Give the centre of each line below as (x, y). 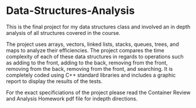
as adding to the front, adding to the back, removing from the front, (87, 63)
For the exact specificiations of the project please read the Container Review (99, 92)
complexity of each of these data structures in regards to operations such (95, 56)
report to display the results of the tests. (54, 81)
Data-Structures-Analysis (71, 11)
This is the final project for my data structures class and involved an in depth (98, 27)
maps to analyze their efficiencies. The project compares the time (85, 50)
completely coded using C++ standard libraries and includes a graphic (91, 75)
